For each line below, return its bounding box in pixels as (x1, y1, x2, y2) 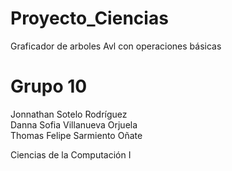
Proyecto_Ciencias (10, 7, 169, 30)
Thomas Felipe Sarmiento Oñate (10, 129, 143, 141)
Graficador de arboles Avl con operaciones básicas (10, 40, 222, 52)
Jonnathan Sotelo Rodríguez (10, 108, 128, 120)
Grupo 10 (10, 75, 88, 98)
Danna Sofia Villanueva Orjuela (10, 118, 138, 131)
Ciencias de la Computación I (10, 148, 132, 161)
